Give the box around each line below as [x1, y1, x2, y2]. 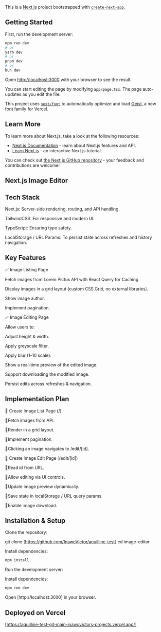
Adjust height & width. [5, 333, 50, 339]
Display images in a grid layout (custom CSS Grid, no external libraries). [5, 285, 148, 292]
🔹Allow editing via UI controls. [5, 474, 65, 480]
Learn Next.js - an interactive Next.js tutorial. [12, 147, 102, 153]
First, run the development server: [5, 31, 73, 37]
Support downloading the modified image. [5, 371, 89, 377]
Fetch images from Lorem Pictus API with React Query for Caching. [5, 276, 140, 282]
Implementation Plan [5, 395, 70, 403]
